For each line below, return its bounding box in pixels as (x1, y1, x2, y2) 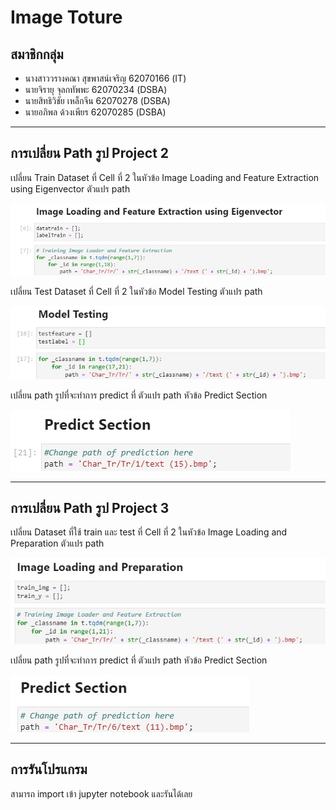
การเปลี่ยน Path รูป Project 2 (10, 145, 170, 162)
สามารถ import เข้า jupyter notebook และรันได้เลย (10, 787, 193, 800)
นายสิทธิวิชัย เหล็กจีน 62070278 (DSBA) (24, 95, 171, 106)
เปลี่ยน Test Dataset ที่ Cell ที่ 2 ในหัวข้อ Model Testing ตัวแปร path (10, 285, 263, 297)
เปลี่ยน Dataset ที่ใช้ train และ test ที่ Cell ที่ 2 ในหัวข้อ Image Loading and (10, 526, 288, 538)
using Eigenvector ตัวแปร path (10, 182, 131, 195)
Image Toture (10, 6, 123, 29)
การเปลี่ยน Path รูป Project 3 (10, 500, 170, 517)
